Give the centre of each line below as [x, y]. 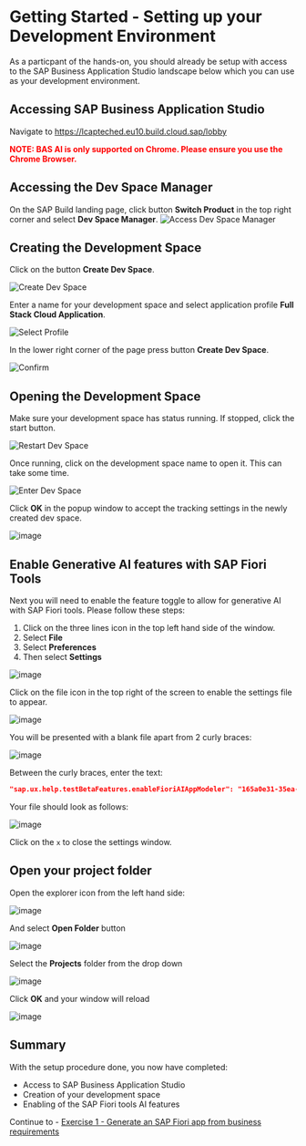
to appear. [29, 702]
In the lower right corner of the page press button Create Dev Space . [139, 350]
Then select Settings [62, 657]
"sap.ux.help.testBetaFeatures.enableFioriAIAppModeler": [122, 790]
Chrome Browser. [43, 159]
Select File [43, 637]
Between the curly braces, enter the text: [87, 773]
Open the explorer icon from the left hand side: [97, 893]
